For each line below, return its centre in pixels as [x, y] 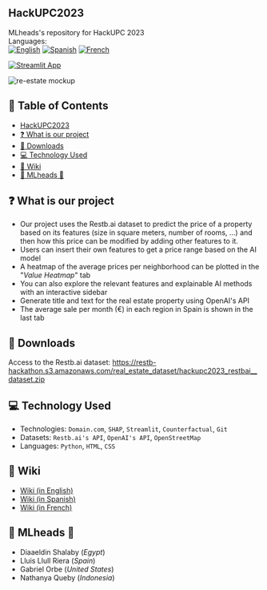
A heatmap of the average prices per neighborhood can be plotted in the [139, 267]
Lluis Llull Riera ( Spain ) [58, 560]
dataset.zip [27, 379]
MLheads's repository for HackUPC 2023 [76, 32]
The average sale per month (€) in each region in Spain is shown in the [136, 309]
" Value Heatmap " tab [55, 275]
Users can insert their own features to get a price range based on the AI [138, 250]
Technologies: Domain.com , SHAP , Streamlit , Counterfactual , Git [124, 429]
